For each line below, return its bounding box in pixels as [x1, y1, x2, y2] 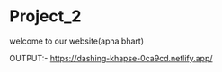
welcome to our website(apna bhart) [9, 36, 144, 46]
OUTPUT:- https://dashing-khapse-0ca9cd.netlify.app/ [9, 52, 213, 63]
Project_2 [9, 6, 82, 27]
